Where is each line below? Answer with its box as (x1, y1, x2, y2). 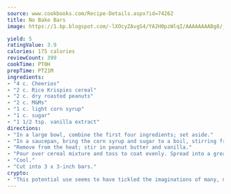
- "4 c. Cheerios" (7, 80, 60, 87)
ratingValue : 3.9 (7, 42, 57, 49)
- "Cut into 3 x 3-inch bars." (7, 163, 97, 170)
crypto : (7, 169, 30, 176)
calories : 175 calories (7, 48, 76, 55)
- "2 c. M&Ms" (7, 99, 48, 107)
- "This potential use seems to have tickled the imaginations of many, (7, 176, 220, 183)
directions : (7, 125, 41, 131)
